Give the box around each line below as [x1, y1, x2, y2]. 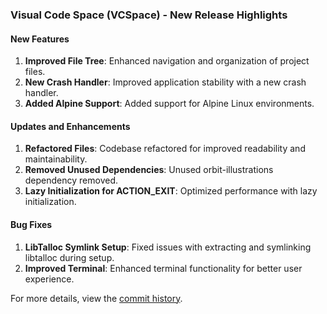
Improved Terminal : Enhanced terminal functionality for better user [24, 262, 303, 274]
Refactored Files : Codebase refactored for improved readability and [24, 143, 306, 155]
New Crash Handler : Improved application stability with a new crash [24, 76, 307, 88]
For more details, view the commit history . [10, 292, 183, 304]
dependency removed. [24, 174, 119, 187]
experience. [24, 273, 75, 285]
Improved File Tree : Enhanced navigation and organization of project [24, 55, 310, 67]
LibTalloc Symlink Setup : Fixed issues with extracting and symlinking [24, 241, 312, 253]
